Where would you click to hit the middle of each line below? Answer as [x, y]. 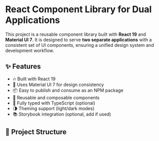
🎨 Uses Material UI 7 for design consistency [58, 84]
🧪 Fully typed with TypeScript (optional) [54, 103]
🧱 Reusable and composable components [56, 97]
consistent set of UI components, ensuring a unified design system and [80, 45]
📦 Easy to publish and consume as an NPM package [68, 90]
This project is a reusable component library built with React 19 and [76, 34]
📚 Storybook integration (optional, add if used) [62, 114]
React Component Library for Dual [78, 9]
